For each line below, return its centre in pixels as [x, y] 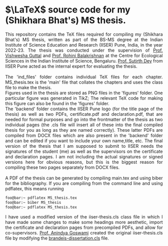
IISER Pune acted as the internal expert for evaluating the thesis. [71, 66]
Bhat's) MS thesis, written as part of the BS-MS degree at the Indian [84, 40]
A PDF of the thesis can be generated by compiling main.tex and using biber [84, 178]
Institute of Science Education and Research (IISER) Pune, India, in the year [84, 45]
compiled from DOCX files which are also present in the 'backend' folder [84, 135]
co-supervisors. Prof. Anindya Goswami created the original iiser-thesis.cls [84, 232]
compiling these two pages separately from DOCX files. [62, 167]
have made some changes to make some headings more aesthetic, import [84, 222]
